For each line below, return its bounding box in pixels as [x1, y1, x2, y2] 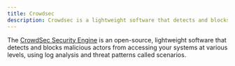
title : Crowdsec [7, 10, 55, 17]
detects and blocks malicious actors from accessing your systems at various [7, 43, 228, 51]
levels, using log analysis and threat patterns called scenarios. [7, 50, 187, 59]
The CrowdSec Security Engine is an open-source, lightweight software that [7, 35, 227, 44]
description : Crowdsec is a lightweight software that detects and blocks [7, 17, 230, 24]
